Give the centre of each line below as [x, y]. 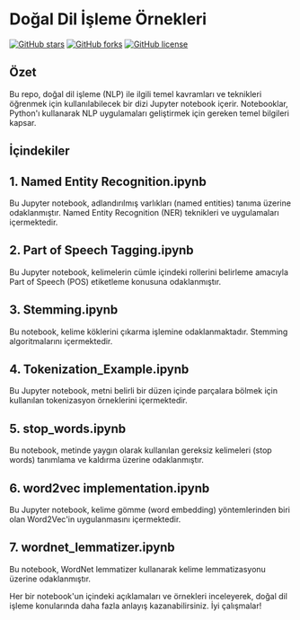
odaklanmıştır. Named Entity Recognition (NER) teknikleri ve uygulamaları [145, 212]
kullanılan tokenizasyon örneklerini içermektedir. [99, 401]
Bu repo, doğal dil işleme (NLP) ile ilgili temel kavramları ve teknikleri [136, 93]
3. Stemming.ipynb [64, 310]
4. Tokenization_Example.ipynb [99, 369]
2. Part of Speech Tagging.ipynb [102, 250]
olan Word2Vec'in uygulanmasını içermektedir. [95, 519]
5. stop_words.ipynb [68, 428]
